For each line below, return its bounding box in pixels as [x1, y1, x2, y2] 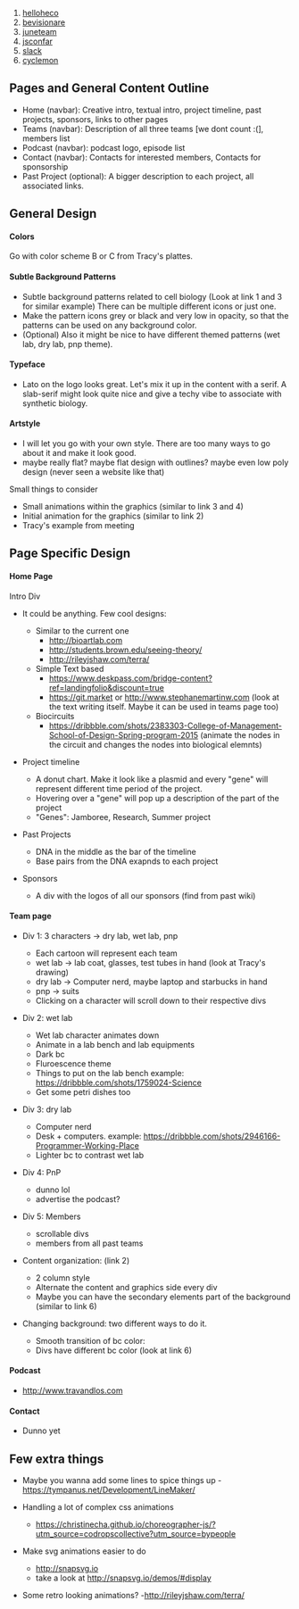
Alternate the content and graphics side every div [35, 1281, 218, 1292]
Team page [9, 910, 52, 922]
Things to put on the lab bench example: [35, 1067, 185, 1078]
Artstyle [9, 419, 41, 429]
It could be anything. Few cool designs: [21, 608, 167, 618]
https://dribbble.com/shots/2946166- [143, 1131, 281, 1141]
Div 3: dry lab [21, 1104, 72, 1115]
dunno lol [35, 1184, 71, 1195]
